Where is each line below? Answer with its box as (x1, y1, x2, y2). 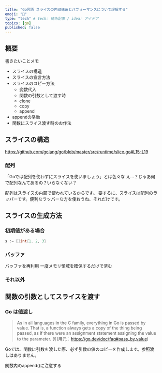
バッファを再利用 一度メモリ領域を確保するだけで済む (5, 263, 112, 269)
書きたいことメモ (5, 58, 39, 63)
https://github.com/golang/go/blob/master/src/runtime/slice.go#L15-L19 (5, 149, 148, 155)
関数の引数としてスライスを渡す (5, 293, 100, 301)
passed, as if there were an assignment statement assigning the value (16, 330, 156, 336)
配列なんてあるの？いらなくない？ (9, 180, 77, 186)
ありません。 (13, 352, 39, 358)
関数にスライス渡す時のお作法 (12, 120, 72, 126)
